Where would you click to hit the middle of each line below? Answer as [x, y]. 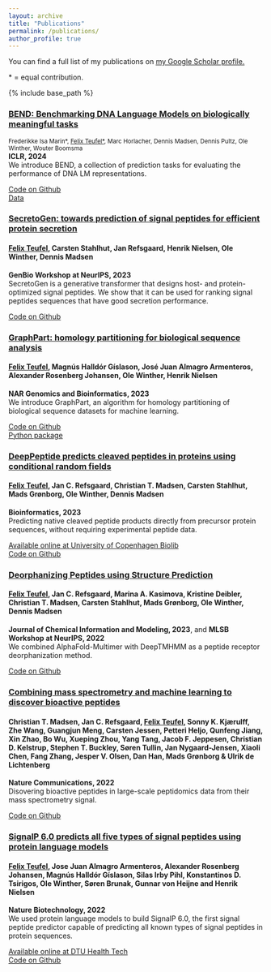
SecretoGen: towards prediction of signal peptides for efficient [134, 218]
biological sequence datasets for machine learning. [94, 411]
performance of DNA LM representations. [78, 173]
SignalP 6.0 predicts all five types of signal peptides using [125, 837]
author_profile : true [45, 39]
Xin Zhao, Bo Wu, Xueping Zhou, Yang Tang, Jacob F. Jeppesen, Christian [135, 738]
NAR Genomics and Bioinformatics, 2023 [79, 394]
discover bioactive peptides [64, 702]
